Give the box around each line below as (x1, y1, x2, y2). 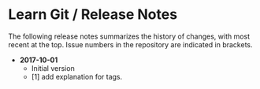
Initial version (31, 63, 75, 72)
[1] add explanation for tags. (31, 72, 123, 81)
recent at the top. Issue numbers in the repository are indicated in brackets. (8, 39, 254, 49)
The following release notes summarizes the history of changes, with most (8, 32, 251, 41)
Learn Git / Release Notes (8, 6, 178, 24)
